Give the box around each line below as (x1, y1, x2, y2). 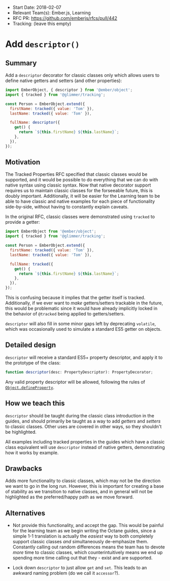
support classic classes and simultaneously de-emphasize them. (12, 539, 149, 545)
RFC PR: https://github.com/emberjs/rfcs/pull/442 (12, 15, 118, 21)
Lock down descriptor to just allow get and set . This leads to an (12, 565, 147, 571)
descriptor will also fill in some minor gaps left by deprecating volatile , (5, 321, 156, 327)
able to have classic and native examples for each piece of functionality (5, 198, 155, 204)
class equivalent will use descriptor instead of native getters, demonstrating (5, 444, 165, 450)
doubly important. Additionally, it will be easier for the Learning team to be (5, 193, 160, 199)
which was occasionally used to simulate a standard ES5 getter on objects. (5, 326, 162, 332)
